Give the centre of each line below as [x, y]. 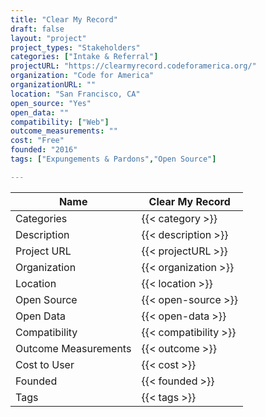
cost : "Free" [37, 141]
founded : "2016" [44, 150]
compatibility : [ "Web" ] [60, 122]
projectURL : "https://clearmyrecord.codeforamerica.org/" [133, 66]
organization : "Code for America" [82, 76]
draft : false [37, 29]
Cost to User [45, 364]
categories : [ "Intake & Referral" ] [84, 57]
